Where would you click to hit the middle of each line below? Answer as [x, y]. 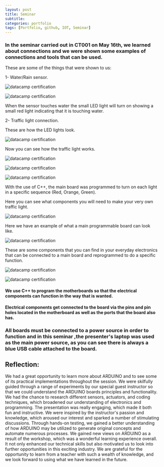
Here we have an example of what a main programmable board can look [78, 226]
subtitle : [15, 19]
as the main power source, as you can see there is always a [77, 343]
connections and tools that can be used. [54, 57]
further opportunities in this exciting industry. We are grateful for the [74, 449]
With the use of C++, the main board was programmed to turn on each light [81, 187]
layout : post [18, 10]
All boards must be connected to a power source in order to [77, 330]
